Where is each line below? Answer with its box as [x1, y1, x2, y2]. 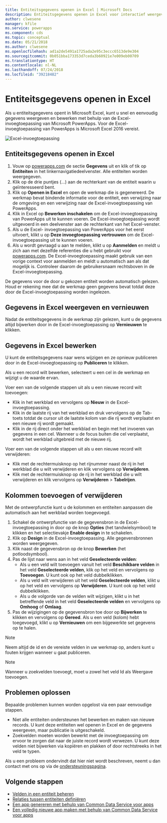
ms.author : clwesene [5, 44, 48, 49]
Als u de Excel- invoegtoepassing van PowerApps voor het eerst [12, 226, 144, 232]
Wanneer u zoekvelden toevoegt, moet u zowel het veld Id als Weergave [5, 669, 153, 675]
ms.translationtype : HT [5, 58, 55, 63]
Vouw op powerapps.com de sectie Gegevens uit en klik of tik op [12, 163, 147, 169]
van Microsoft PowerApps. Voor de [42, 120, 114, 126]
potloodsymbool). [12, 551, 49, 557]
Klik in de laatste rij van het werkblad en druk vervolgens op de [12, 410, 142, 416]
